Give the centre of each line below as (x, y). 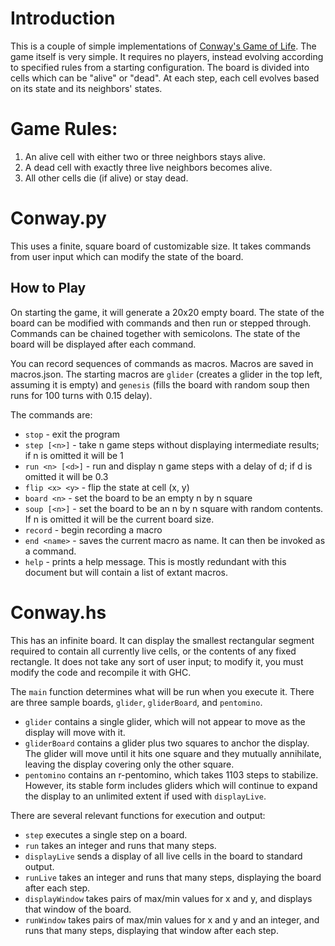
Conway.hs (58, 612)
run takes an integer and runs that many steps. (120, 845)
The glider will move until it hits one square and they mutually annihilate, (173, 753)
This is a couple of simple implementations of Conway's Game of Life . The (163, 46)
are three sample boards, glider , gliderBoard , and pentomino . (136, 702)
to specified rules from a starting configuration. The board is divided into (160, 67)
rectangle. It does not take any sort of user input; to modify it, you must (157, 661)
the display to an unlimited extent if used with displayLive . (145, 796)
